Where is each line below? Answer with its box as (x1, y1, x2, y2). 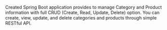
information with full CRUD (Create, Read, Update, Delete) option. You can (5, 9, 160, 15)
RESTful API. (5, 20, 32, 26)
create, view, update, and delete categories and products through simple (5, 15, 157, 20)
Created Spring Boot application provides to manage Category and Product (5, 4, 162, 10)
